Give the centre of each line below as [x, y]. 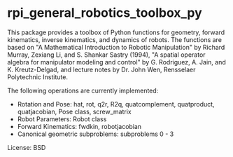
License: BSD [27, 147]
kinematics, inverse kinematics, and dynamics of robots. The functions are [115, 39]
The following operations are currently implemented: [83, 90]
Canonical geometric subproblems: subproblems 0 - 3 [96, 134]
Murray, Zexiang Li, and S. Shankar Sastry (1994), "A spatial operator [106, 55]
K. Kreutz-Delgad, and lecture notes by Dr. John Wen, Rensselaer [101, 69]
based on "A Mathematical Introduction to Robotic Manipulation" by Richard [116, 47]
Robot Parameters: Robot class [62, 119]
